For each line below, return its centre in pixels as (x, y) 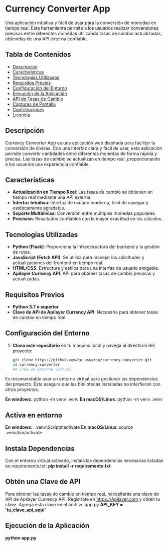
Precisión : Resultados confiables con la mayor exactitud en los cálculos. (88, 219)
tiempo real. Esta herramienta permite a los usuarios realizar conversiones (82, 28)
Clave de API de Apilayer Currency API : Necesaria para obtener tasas (85, 312)
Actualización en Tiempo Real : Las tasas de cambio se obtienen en (82, 192)
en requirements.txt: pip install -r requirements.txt (58, 466)
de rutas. (22, 252)
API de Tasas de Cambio (38, 99)
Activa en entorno (34, 415)
